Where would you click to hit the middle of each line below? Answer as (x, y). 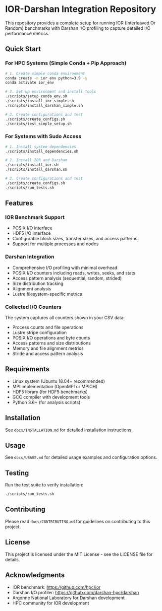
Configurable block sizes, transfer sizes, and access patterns (75, 239)
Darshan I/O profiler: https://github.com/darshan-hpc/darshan (76, 592)
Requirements (27, 369)
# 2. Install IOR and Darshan (36, 160)
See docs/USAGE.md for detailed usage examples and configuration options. (81, 457)
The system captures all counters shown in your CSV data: (65, 317)
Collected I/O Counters (33, 307)
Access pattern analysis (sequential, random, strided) (67, 278)
